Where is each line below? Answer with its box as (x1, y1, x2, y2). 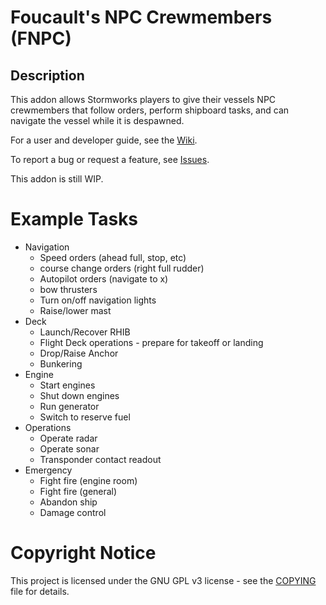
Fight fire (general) (39, 485, 118, 497)
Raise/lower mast (39, 304, 112, 316)
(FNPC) (10, 27, 72, 50)
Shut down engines (39, 389, 120, 401)
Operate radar (39, 432, 98, 444)
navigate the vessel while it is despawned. (10, 115, 185, 126)
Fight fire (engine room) (39, 474, 138, 486)
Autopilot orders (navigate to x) (39, 272, 169, 285)
